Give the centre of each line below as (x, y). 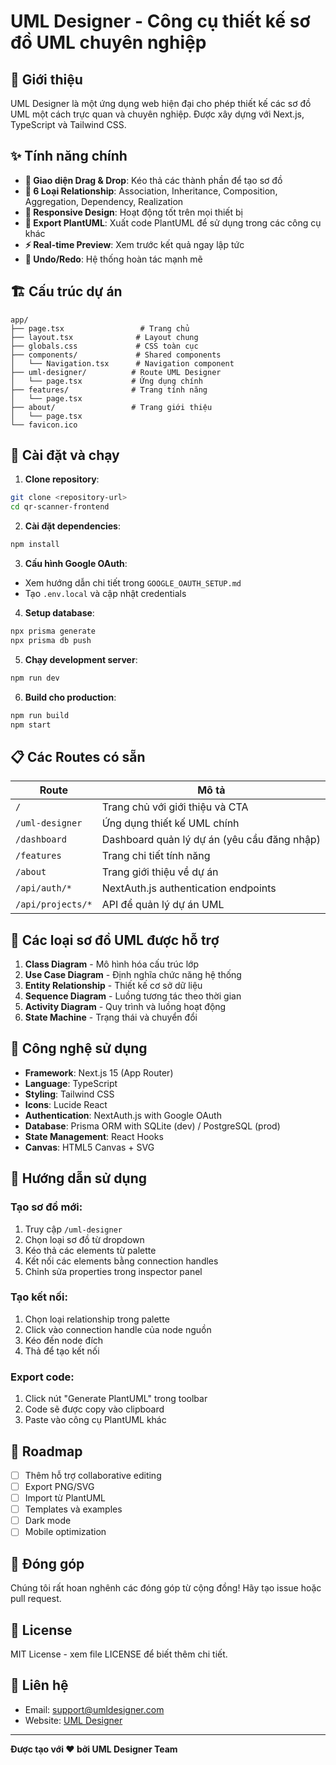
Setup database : (59, 613)
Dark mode (48, 1521)
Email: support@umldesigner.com (94, 1709)
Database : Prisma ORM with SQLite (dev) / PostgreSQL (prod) (152, 1126)
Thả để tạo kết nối (62, 1351)
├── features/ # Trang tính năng (109, 390)
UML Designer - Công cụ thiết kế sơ (160, 21)
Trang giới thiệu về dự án (160, 872)
